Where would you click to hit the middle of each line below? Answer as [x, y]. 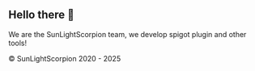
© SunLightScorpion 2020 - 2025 [65, 58]
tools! [18, 43]
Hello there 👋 [42, 15]
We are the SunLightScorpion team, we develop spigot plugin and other [127, 34]
